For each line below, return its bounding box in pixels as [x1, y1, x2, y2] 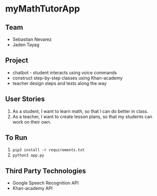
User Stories [5, 95, 45, 104]
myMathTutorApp [5, 3, 80, 15]
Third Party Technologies [5, 166, 86, 175]
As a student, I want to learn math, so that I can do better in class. [12, 108, 148, 114]
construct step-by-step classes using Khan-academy [12, 75, 123, 81]
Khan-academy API [12, 185, 53, 191]
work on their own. [12, 119, 52, 125]
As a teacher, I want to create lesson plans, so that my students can [12, 114, 152, 120]
